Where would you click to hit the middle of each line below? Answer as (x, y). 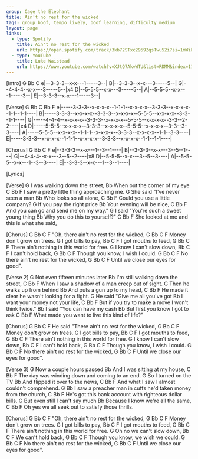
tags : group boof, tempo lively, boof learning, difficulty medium (91, 22)
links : (14, 34)
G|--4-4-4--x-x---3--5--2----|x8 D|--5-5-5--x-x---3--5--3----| (92, 157)
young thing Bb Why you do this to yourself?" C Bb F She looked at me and (97, 217)
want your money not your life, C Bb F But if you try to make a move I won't (97, 302)
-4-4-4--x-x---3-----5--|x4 (40, 90)
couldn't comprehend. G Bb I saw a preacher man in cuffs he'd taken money (99, 388)
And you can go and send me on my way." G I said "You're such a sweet (94, 211)
